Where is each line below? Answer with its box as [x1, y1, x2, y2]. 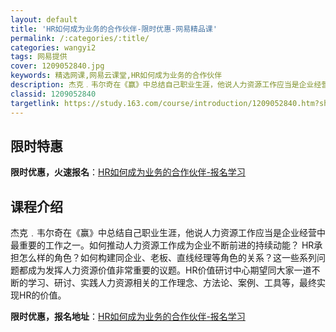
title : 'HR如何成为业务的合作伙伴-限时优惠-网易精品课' [10, 24, 218, 34]
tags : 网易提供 [10, 52, 68, 62]
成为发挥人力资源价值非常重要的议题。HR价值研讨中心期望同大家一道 [27, 264, 312, 276]
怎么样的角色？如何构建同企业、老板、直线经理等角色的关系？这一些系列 [18, 252, 317, 264]
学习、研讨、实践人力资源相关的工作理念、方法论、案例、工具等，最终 [27, 277, 317, 289]
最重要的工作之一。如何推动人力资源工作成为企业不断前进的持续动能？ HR [10, 239, 315, 251]
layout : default [10, 14, 78, 25]
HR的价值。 [18, 289, 67, 301]
